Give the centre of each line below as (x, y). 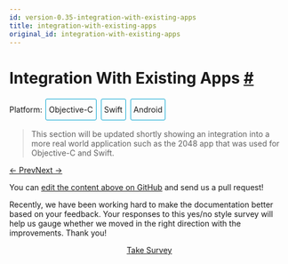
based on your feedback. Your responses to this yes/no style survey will (141, 214)
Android (148, 110)
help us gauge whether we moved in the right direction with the (125, 224)
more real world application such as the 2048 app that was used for (155, 144)
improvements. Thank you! (58, 233)
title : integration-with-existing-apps (83, 26)
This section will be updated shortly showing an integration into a (150, 134)
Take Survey (149, 251)
